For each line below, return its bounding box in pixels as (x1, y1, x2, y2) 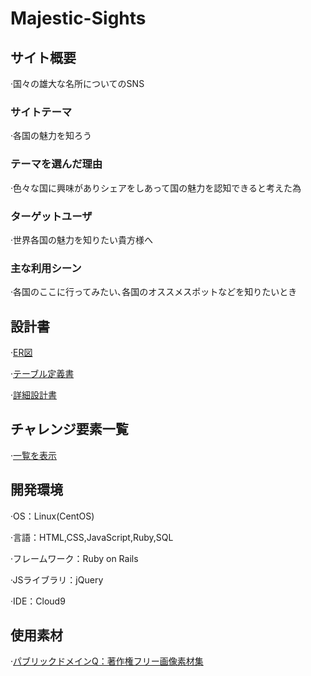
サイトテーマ (10, 105, 73, 119)
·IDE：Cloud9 (10, 595, 66, 607)
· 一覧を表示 (10, 449, 58, 461)
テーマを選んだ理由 (10, 157, 103, 171)
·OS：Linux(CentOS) (10, 510, 95, 522)
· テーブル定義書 (10, 368, 75, 379)
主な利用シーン (10, 261, 82, 275)
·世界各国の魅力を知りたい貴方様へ (10, 233, 154, 246)
